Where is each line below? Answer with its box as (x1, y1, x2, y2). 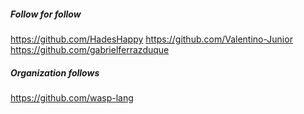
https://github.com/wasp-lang (10, 91, 134, 104)
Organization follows (10, 66, 100, 79)
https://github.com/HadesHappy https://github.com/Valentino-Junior (10, 33, 293, 45)
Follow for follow (10, 8, 82, 20)
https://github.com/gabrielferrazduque (10, 43, 170, 55)
